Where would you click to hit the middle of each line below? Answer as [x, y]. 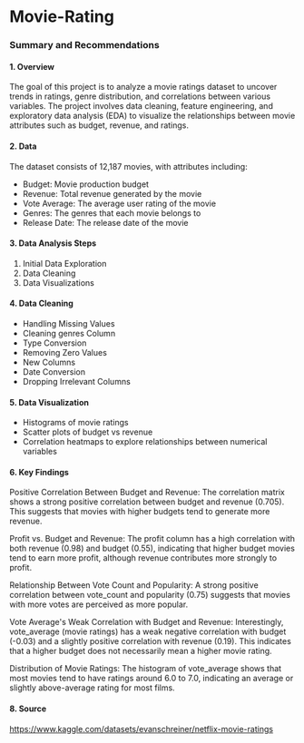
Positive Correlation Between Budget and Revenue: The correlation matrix [147, 493]
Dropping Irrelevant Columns [77, 381]
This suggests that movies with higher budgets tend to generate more [140, 512]
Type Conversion [54, 343]
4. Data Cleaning [42, 303]
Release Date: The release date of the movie [105, 222]
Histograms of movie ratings [75, 423]
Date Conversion [54, 371]
